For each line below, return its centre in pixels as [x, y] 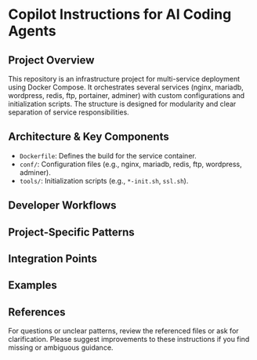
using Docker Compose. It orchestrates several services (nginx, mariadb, [126, 87]
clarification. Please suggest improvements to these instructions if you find [129, 340]
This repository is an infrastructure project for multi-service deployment [124, 79]
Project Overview [51, 60]
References [37, 312]
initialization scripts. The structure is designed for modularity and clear [122, 104]
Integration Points [53, 258]
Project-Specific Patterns [71, 232]
